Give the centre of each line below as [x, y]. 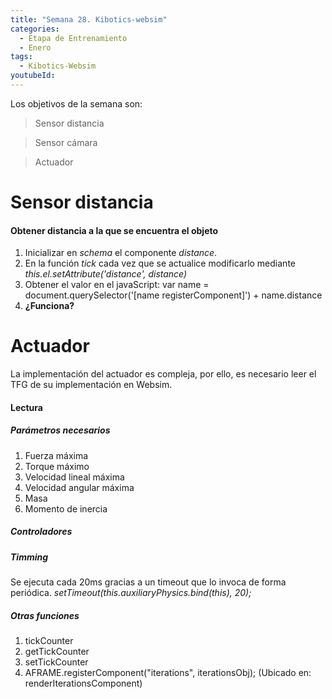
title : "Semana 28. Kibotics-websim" [89, 19]
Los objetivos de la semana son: [76, 103]
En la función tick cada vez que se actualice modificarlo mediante [160, 263]
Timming [29, 557]
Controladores [41, 532]
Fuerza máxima [56, 455]
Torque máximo [57, 466]
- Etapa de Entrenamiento [73, 38]
